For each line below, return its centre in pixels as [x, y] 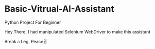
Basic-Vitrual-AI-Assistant [60, 9]
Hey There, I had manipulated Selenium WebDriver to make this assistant [77, 32]
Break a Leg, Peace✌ [26, 41]
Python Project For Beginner [33, 22]
